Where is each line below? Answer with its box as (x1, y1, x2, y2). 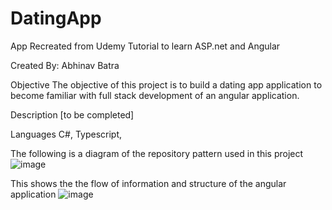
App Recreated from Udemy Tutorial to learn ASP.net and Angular (10, 40, 281, 52)
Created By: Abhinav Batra (10, 59, 120, 71)
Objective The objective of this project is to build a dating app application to (10, 78, 323, 91)
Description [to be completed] (10, 108, 135, 121)
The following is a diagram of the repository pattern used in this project (10, 147, 304, 159)
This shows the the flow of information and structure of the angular (10, 177, 287, 189)
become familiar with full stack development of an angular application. (10, 89, 300, 101)
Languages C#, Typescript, (10, 128, 123, 140)
